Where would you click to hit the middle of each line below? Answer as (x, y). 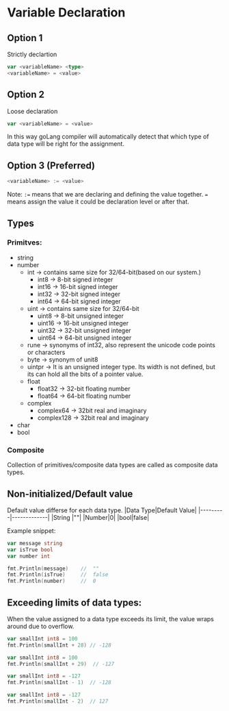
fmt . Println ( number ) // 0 (52, 581)
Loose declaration (32, 111)
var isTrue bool (30, 549)
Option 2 (26, 95)
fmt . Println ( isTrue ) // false (58, 575)
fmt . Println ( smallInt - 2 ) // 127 (58, 701)
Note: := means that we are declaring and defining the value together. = (108, 195)
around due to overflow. (41, 626)
